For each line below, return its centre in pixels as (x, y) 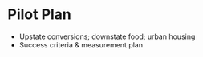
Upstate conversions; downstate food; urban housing (107, 36)
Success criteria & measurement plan (81, 44)
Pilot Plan (39, 15)
